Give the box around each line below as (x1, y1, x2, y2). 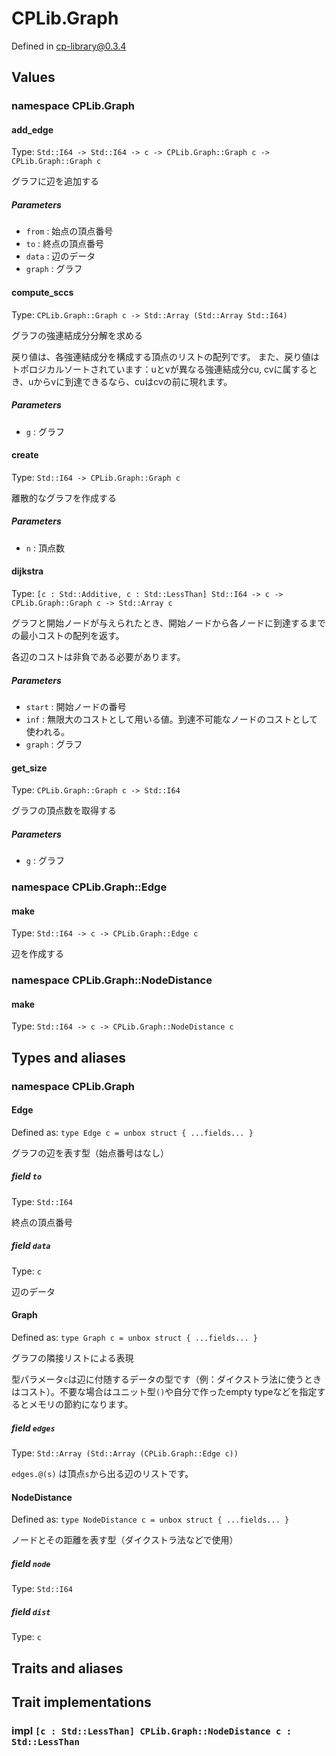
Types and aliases (11, 1049, 127, 1066)
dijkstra (11, 565, 44, 577)
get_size (11, 762, 48, 774)
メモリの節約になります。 (28, 1398, 134, 1411)
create (11, 449, 39, 461)
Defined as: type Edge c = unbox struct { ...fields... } (11, 1126, 254, 1138)
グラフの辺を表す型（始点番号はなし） (11, 1147, 169, 1159)
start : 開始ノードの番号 (25, 700, 127, 712)
